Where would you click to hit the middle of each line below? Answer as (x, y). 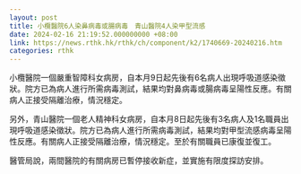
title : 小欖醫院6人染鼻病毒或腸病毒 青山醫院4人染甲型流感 (107, 26)
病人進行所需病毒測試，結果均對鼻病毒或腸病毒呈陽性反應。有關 (174, 89)
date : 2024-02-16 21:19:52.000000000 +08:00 (94, 34)
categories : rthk (42, 51)
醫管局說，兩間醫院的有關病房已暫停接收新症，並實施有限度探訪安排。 (139, 161)
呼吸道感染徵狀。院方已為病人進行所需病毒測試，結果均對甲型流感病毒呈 (150, 130)
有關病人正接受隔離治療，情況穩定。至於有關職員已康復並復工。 (158, 142)
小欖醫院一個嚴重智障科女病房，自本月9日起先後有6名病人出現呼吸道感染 (144, 78)
